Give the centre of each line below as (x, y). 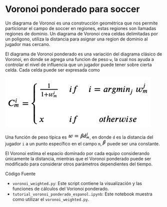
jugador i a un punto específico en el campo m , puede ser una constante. (82, 143)
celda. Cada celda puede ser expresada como (52, 70)
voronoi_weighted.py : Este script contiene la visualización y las (77, 183)
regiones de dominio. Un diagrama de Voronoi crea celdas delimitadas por (82, 33)
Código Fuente (20, 173)
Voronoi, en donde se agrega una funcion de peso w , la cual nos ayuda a (79, 59)
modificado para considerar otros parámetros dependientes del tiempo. (79, 164)
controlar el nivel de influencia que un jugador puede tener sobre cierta (78, 64)
